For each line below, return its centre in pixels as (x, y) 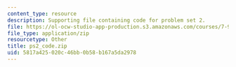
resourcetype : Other (38, 40)
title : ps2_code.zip (38, 46)
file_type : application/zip (48, 33)
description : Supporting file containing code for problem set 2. (106, 20)
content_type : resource (42, 14)
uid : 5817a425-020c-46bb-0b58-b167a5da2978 (72, 53)
